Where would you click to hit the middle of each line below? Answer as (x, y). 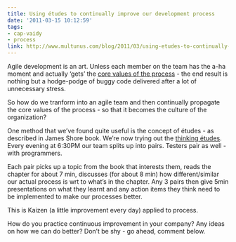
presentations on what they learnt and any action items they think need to (114, 189)
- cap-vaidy (25, 33)
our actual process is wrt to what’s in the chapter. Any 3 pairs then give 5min (118, 182)
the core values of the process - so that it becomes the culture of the (107, 110)
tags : (15, 27)
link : (15, 46)
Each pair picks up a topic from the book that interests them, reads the (109, 167)
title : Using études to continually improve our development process (111, 14)
